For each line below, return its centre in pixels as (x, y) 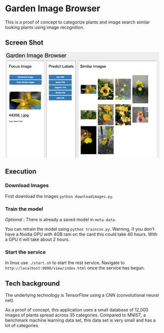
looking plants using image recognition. (45, 27)
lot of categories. (22, 326)
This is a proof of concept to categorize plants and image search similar (78, 22)
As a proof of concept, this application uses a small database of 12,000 (77, 310)
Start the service (25, 252)
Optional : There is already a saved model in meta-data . (61, 220)
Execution (21, 172)
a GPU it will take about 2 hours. (37, 239)
